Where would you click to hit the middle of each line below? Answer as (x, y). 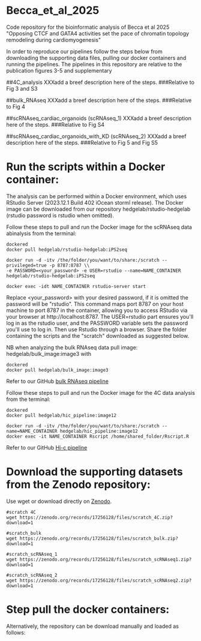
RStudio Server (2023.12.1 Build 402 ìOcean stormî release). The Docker (95, 202)
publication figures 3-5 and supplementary (59, 70)
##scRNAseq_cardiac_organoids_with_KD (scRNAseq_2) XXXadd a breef (96, 136)
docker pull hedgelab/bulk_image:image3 (58, 370)
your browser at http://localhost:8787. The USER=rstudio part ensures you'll (100, 316)
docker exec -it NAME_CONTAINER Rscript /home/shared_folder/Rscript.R (97, 436)
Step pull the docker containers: (88, 609)
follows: (16, 632)
